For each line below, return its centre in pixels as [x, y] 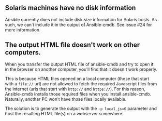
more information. [23, 30]
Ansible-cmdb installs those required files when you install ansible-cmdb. [78, 94]
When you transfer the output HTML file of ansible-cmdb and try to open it [79, 64]
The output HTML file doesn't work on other [73, 45]
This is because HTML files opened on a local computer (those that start [77, 79]
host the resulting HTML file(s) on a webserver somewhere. [64, 113]
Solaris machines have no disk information [71, 8]
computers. [23, 53]
